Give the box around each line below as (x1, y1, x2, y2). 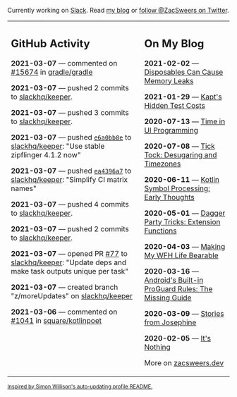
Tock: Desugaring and (144, 149, 217, 159)
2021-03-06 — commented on (11, 307, 118, 317)
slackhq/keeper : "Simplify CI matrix (11, 174, 128, 184)
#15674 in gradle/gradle (11, 67, 93, 77)
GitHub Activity (11, 37, 90, 50)
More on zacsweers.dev (144, 358, 224, 367)
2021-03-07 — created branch (11, 282, 119, 292)
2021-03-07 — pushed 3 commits (11, 107, 129, 117)
